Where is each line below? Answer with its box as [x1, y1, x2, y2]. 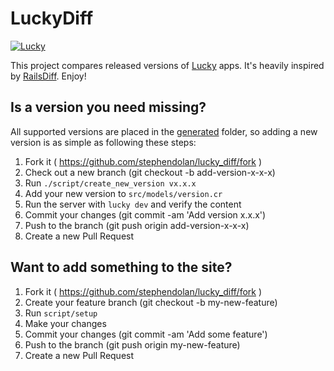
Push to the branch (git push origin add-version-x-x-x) [24, 219, 250, 231]
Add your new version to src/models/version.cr [24, 187, 223, 199]
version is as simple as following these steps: [10, 136, 197, 148]
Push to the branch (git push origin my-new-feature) [24, 338, 241, 351]
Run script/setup [24, 307, 98, 319]
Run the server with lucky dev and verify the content [24, 198, 242, 210]
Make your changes [24, 317, 107, 329]
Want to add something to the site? [10, 259, 233, 276]
